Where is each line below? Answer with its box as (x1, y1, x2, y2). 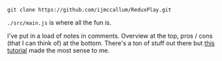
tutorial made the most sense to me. (7, 47, 110, 54)
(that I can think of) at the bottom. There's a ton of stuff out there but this (7, 39, 215, 47)
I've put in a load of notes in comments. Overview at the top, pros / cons (7, 32, 213, 40)
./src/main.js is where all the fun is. (7, 19, 112, 27)
